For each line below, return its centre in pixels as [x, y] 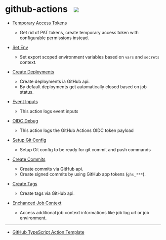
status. [26, 92]
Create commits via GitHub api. [51, 169]
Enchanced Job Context [37, 203]
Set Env [20, 47]
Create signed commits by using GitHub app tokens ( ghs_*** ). [83, 174]
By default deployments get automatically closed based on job [83, 87]
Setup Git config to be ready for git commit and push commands [85, 149]
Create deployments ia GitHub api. [55, 81]
